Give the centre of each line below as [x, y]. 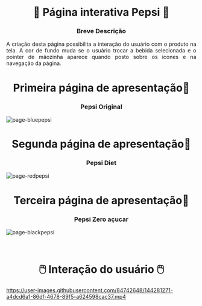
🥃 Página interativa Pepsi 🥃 [101, 12]
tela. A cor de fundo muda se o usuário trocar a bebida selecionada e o [101, 51]
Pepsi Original [101, 107]
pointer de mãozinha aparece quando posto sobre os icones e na [101, 57]
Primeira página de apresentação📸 [101, 88]
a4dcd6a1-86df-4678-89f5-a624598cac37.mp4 [66, 296]
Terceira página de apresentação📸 [101, 200]
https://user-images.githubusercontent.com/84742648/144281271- [90, 290]
